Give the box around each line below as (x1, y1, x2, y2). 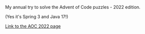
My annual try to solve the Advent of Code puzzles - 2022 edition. (5, 4, 141, 10)
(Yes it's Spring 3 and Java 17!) (5, 14, 69, 19)
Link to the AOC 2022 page (5, 23, 61, 29)
